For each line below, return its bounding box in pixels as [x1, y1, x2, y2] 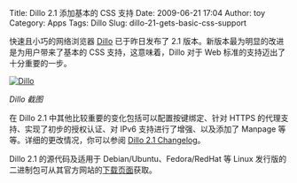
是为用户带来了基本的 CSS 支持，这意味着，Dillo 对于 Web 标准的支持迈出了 [9, 47, 286, 57]
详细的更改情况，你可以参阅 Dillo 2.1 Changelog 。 [24, 135, 206, 145]
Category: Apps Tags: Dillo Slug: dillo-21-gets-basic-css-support [9, 18, 246, 28]
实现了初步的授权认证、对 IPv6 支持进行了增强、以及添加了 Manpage [24, 124, 277, 134]
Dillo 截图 [9, 94, 43, 104]
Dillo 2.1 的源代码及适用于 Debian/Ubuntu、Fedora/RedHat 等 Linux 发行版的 [9, 154, 287, 164]
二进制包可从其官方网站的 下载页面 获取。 [9, 164, 157, 175]
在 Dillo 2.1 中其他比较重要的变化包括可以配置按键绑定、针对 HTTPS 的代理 [9, 113, 281, 123]
